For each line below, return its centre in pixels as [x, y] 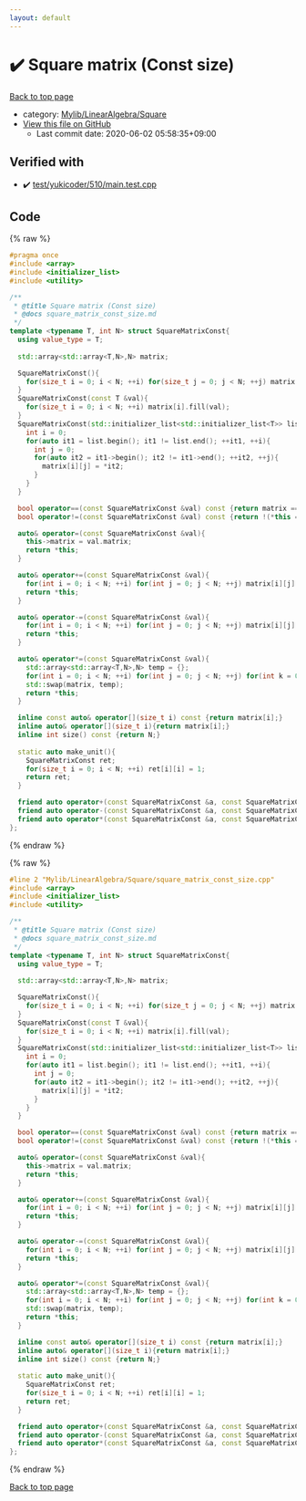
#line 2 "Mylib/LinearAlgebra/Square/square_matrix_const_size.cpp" [142, 880]
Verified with [47, 162]
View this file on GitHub [67, 123]
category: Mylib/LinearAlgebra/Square [94, 114]
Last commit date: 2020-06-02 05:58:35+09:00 [126, 133]
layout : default [40, 18]
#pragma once [34, 255]
